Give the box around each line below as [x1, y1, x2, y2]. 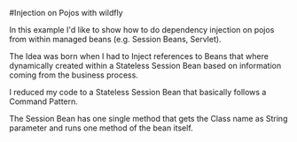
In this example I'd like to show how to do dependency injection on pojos [9, 25, 275, 34]
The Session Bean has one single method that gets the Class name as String [9, 114, 288, 123]
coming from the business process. [9, 70, 139, 80]
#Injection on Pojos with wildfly [9, 8, 123, 18]
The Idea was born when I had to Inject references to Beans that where [9, 51, 269, 61]
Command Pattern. [9, 96, 78, 107]
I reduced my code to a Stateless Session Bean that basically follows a [9, 87, 267, 97]
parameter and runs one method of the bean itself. [9, 123, 193, 133]
